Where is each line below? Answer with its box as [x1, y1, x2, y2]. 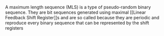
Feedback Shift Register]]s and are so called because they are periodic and [5, 15, 160, 20]
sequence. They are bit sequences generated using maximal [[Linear [5, 9, 146, 15]
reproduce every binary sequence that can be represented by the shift [5, 20, 149, 26]
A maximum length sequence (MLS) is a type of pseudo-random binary [5, 4, 151, 10]
